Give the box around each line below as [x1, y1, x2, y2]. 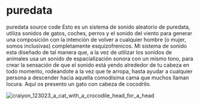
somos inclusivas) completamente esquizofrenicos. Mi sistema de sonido [6, 42, 187, 50]
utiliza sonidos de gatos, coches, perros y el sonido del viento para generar [6, 29, 193, 36]
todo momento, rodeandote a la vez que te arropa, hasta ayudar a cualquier [6, 67, 193, 75]
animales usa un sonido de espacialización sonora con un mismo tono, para [6, 55, 194, 62]
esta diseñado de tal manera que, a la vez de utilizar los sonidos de [6, 48, 172, 55]
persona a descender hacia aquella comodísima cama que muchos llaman [6, 74, 189, 81]
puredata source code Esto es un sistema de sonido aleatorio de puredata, [6, 23, 191, 30]
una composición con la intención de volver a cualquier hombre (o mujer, [6, 36, 186, 43]
